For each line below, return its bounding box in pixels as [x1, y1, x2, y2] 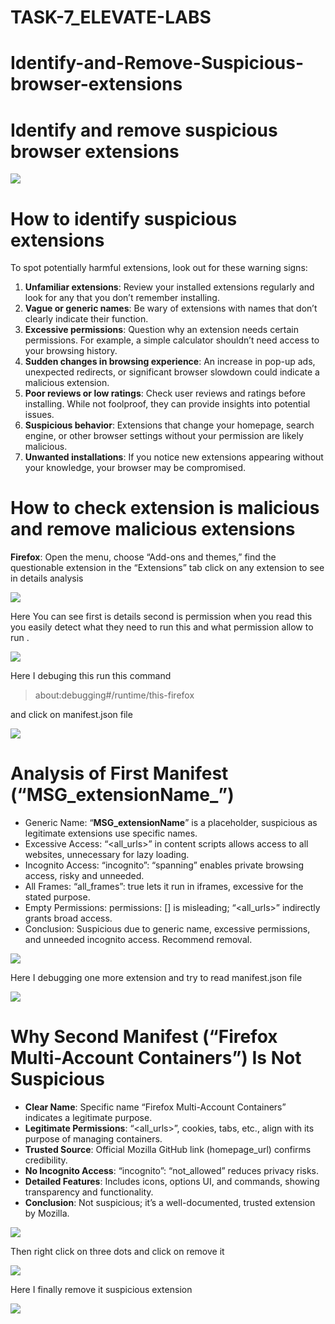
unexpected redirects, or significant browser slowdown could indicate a [24, 366, 320, 378]
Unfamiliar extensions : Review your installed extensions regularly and [24, 281, 315, 293]
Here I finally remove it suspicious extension [10, 1284, 193, 1296]
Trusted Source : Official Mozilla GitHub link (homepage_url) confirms [24, 1144, 312, 1156]
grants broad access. [24, 912, 113, 925]
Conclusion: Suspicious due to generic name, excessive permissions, [24, 923, 311, 935]
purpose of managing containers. [24, 1133, 163, 1145]
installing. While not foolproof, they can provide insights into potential [24, 398, 311, 410]
